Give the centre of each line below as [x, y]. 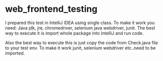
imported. [15, 53]
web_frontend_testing [51, 9]
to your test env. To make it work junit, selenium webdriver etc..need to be [81, 48]
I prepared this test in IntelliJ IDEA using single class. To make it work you [80, 23]
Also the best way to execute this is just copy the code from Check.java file [81, 42]
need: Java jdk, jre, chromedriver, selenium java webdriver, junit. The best [80, 28]
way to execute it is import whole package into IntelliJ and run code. [75, 33]
